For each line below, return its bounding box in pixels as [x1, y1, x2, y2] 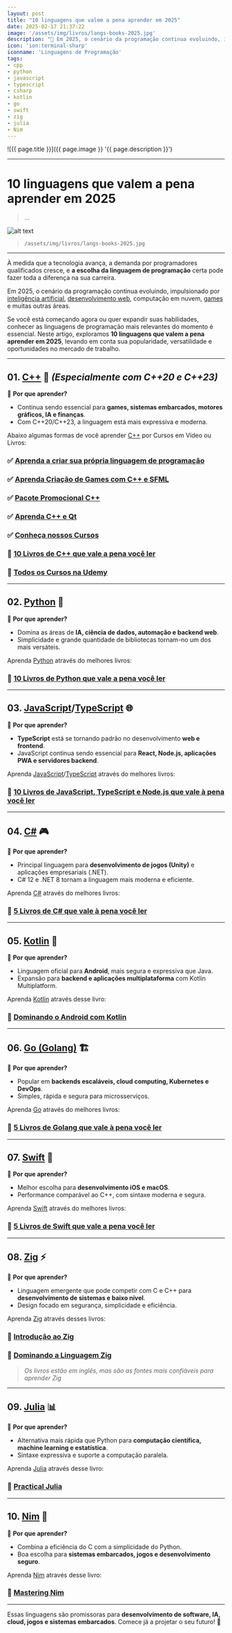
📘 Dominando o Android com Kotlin [7, 1012, 127, 1022]
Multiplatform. [17, 982, 57, 990]
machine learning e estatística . [17, 1444, 108, 1452]
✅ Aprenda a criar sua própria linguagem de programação [7, 456, 205, 466]
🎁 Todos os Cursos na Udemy [7, 567, 108, 577]
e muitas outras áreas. [7, 302, 71, 310]
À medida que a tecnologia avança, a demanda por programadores [7, 259, 198, 267]
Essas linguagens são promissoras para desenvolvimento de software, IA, [7, 1610, 221, 1618]
